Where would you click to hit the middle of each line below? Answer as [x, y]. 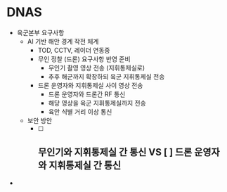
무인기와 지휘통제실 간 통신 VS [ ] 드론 [115, 152]
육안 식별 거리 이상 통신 [80, 111]
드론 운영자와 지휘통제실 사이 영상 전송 [90, 85]
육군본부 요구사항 [40, 32]
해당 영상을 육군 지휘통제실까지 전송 [97, 103]
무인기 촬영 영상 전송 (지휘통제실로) [97, 68]
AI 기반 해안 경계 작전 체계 [63, 41]
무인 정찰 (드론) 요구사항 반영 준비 [84, 59]
